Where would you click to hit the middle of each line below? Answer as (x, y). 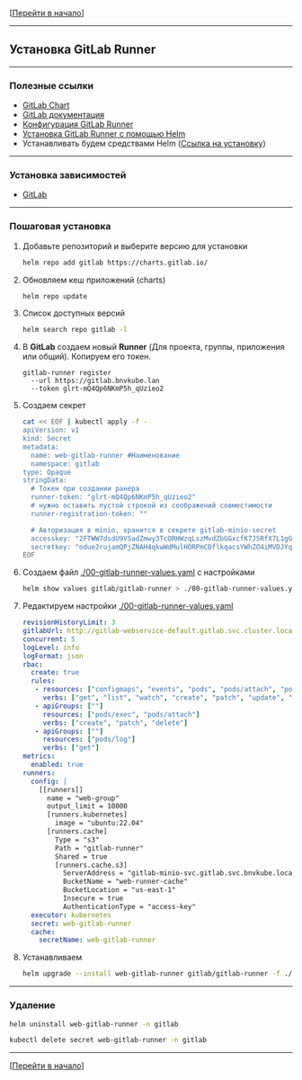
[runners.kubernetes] (87, 815)
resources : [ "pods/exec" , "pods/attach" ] (121, 714)
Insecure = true (93, 898)
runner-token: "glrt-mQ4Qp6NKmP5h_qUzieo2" (113, 497)
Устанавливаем (52, 958)
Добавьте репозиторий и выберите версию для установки (135, 245)
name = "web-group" (83, 798)
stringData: (44, 480)
